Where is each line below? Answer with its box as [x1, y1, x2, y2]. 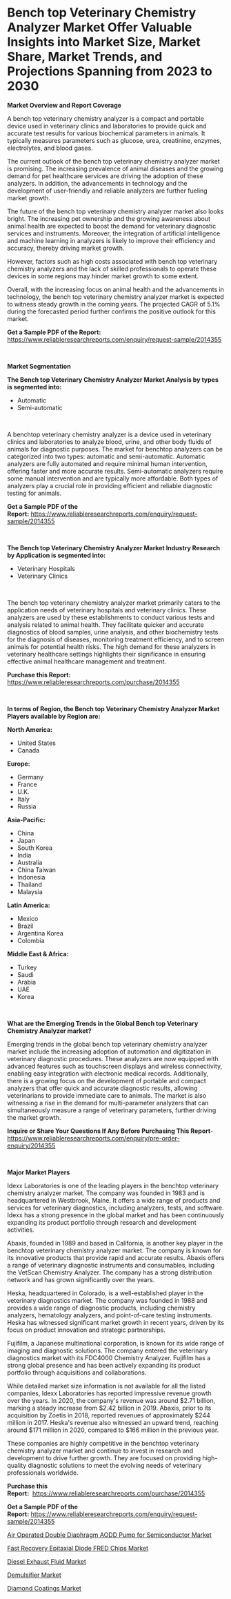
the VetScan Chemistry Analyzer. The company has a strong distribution [7, 1268, 212, 1277]
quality [7, 1461, 27, 1469]
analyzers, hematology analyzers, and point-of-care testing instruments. [7, 1310, 213, 1319]
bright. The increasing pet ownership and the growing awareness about [7, 214, 210, 222]
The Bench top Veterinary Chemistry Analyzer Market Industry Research [7, 543, 221, 552]
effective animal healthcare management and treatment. [7, 657, 167, 666]
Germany [17, 773, 43, 781]
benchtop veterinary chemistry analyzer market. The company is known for [7, 1246, 221, 1254]
